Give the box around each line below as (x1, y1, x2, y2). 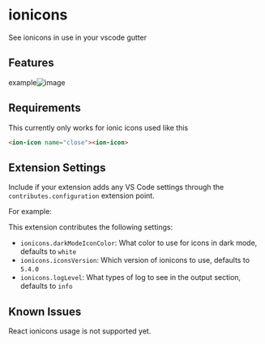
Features (8, 56, 54, 70)
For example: (8, 207, 53, 217)
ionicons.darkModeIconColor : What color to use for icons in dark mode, (19, 238, 258, 248)
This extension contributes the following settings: (8, 222, 173, 232)
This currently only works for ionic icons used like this (8, 123, 189, 132)
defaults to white (19, 247, 77, 256)
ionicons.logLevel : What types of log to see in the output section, (19, 273, 241, 282)
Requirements (8, 101, 81, 115)
